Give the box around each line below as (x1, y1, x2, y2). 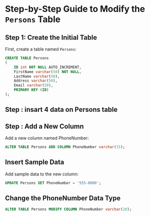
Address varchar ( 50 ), (14, 78, 57, 84)
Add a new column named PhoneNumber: (5, 135, 89, 141)
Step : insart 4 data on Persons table (5, 106, 118, 114)
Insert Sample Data (5, 158, 64, 167)
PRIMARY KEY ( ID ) (14, 87, 49, 92)
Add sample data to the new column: (5, 171, 79, 177)
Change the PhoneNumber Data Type (5, 194, 121, 202)
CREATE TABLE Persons (5, 56, 49, 61)
